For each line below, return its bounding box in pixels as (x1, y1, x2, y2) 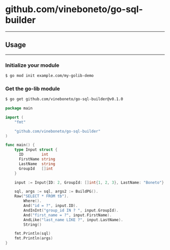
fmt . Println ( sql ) (14, 231, 51, 236)
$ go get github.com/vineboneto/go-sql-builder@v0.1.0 (5, 97, 123, 102)
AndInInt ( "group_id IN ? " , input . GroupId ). (23, 207, 119, 213)
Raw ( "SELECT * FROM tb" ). (14, 194, 69, 199)
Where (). (23, 198, 42, 203)
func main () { (5, 143, 35, 148)
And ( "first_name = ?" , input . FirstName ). (23, 213, 112, 218)
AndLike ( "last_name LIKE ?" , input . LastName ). (23, 217, 123, 222)
